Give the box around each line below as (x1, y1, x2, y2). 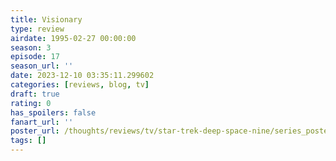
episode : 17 (10, 52, 60, 62)
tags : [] (10, 136, 47, 146)
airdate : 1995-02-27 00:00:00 (10, 33, 137, 43)
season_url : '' (10, 61, 74, 71)
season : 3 (10, 42, 52, 53)
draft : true (10, 89, 60, 99)
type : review (10, 24, 65, 34)
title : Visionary (10, 14, 83, 25)
